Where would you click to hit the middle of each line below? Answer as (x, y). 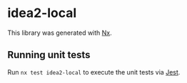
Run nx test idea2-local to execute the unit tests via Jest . (94, 72)
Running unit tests (49, 55)
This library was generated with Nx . (60, 33)
